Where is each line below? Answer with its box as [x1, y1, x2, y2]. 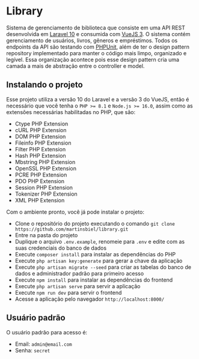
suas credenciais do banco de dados [14, 244, 107, 252]
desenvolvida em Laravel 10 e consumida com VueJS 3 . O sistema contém [6, 30, 191, 37]
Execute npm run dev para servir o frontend [14, 289, 122, 296]
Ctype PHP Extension [14, 120, 69, 127]
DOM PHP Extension [14, 133, 66, 140]
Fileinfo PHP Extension [14, 139, 72, 146]
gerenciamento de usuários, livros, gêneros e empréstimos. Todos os [6, 37, 178, 44]
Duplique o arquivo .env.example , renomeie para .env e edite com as [14, 238, 185, 245]
